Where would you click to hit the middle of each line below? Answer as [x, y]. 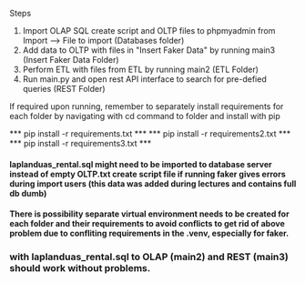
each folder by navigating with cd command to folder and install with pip [145, 116]
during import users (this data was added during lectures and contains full [153, 183]
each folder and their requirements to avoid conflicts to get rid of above [147, 224]
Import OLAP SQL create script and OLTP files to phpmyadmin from [149, 30]
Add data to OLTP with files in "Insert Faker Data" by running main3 [149, 50]
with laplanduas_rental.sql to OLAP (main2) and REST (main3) [149, 257]
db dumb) [28, 193]
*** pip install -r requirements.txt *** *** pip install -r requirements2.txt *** [150, 134]
